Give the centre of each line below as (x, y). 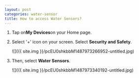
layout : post (18, 10)
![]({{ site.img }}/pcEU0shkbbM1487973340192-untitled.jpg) (72, 70)
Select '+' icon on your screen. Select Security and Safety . (72, 42)
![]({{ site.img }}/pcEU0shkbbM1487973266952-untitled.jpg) (73, 51)
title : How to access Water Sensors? (43, 19)
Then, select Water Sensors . (41, 61)
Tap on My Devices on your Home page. (52, 33)
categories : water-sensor (31, 14)
